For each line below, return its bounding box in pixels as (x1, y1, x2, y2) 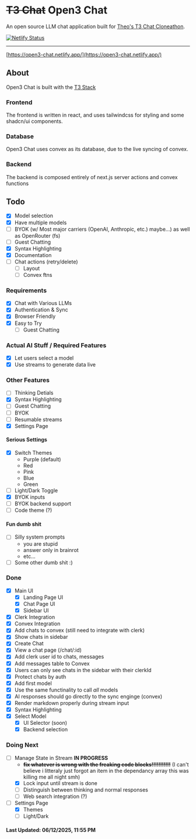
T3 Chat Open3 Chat (6, 4, 108, 17)
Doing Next (6, 741, 39, 749)
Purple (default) (23, 456, 61, 463)
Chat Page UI (23, 600, 55, 607)
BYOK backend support (14, 500, 72, 507)
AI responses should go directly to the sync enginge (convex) (14, 693, 163, 700)
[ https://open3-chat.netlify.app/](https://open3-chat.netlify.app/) (6, 51, 162, 58)
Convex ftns (23, 271, 52, 278)
